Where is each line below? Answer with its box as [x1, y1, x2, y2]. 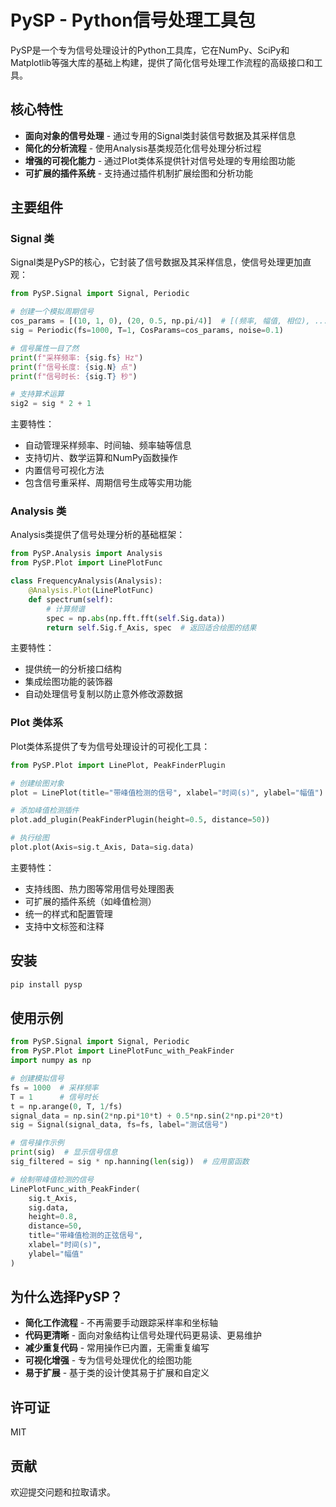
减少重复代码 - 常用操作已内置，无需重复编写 [24, 1342, 210, 1354]
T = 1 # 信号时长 [10, 1092, 99, 1102]
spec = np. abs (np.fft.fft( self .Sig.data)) [46, 613, 226, 623]
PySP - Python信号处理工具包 [10, 9, 256, 32]
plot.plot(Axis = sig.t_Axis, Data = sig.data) [10, 842, 195, 853]
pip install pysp [10, 979, 83, 990]
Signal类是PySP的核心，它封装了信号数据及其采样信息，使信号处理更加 [10, 256, 303, 268]
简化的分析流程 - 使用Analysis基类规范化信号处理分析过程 [24, 142, 262, 154]
